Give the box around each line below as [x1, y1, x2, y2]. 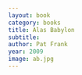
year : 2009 [8, 48, 44, 55]
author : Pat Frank [8, 41, 68, 48]
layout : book [8, 11, 51, 20]
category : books [8, 19, 61, 27]
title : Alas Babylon [8, 26, 76, 34]
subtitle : [8, 33, 41, 41]
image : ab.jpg [8, 55, 55, 63]
